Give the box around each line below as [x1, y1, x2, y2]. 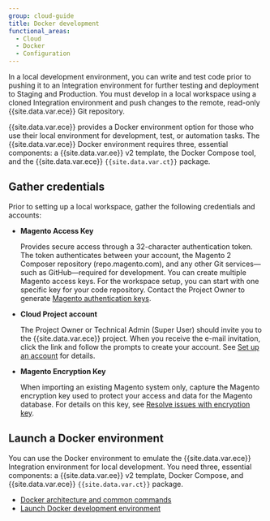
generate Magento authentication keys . [19, 293, 152, 303]
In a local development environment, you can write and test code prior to [8, 72, 251, 81]
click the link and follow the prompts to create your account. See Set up [19, 342, 259, 351]
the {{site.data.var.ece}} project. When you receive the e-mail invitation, [19, 334, 261, 343]
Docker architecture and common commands [19, 494, 172, 504]
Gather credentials [8, 180, 105, 194]
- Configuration [15, 50, 71, 58]
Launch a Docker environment [8, 432, 164, 446]
